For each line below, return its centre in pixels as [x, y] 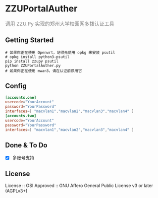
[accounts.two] [21, 116]
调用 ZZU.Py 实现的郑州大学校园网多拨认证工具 [60, 24]
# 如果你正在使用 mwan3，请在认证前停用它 [44, 71]
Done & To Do [26, 145]
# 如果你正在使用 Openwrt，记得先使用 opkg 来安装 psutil [60, 53]
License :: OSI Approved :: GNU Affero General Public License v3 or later [79, 186]
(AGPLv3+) [16, 191]
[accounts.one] [21, 97]
